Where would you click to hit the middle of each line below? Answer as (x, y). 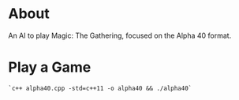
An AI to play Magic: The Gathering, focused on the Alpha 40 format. (120, 35)
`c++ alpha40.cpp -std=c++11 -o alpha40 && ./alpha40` (100, 88)
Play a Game (50, 67)
